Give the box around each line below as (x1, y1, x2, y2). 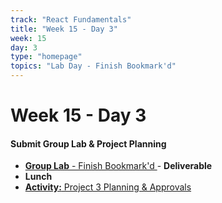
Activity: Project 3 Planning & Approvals (24, 181, 192, 193)
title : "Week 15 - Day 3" (10, 24, 118, 34)
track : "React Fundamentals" (10, 14, 132, 25)
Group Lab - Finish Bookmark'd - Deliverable (24, 160, 213, 172)
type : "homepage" (10, 52, 83, 62)
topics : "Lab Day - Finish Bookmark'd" (10, 61, 177, 71)
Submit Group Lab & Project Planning (10, 137, 167, 150)
